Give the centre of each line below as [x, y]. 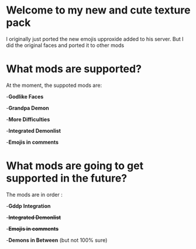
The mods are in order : [34, 194]
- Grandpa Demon [28, 108]
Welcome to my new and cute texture [98, 10]
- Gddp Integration [28, 206]
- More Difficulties [28, 119]
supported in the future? [67, 178]
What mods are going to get [75, 166]
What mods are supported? [74, 69]
